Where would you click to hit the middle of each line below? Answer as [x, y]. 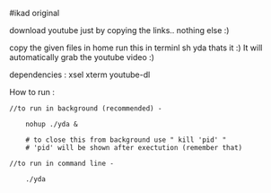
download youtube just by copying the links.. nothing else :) [119, 30]
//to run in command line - [62, 163]
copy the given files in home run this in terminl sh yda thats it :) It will [136, 48]
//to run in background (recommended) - [86, 109]
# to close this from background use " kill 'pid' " [126, 140]
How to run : [32, 92]
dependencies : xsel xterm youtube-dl [80, 75]
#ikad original [35, 13]
